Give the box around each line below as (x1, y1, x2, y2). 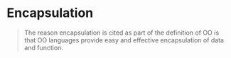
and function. (23, 43, 63, 52)
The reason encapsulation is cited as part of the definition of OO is (23, 28, 220, 37)
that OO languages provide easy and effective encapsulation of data (23, 35, 225, 44)
